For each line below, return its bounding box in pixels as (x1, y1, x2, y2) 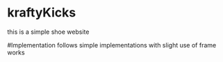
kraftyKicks (7, 5, 76, 21)
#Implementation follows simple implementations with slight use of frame (7, 41, 217, 49)
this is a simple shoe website (7, 28, 90, 36)
